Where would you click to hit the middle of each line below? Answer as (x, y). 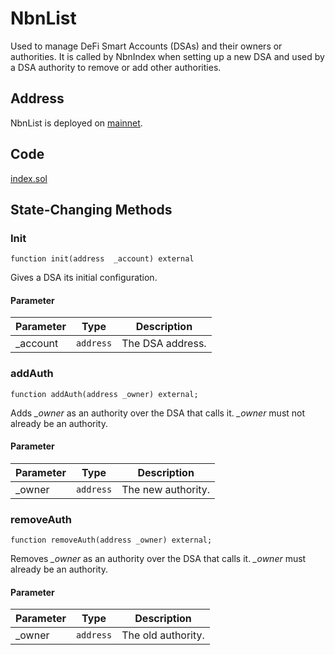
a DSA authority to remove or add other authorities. (116, 67)
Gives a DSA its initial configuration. (84, 278)
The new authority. (166, 489)
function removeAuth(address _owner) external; (111, 540)
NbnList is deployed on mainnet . (76, 123)
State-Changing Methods (91, 209)
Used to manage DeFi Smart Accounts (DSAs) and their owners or (146, 46)
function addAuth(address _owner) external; (104, 394)
